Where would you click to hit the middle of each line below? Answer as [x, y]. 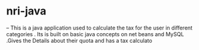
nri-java [26, 11]
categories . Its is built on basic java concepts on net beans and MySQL [95, 34]
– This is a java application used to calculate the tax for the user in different [99, 28]
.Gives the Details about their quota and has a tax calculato [79, 40]
